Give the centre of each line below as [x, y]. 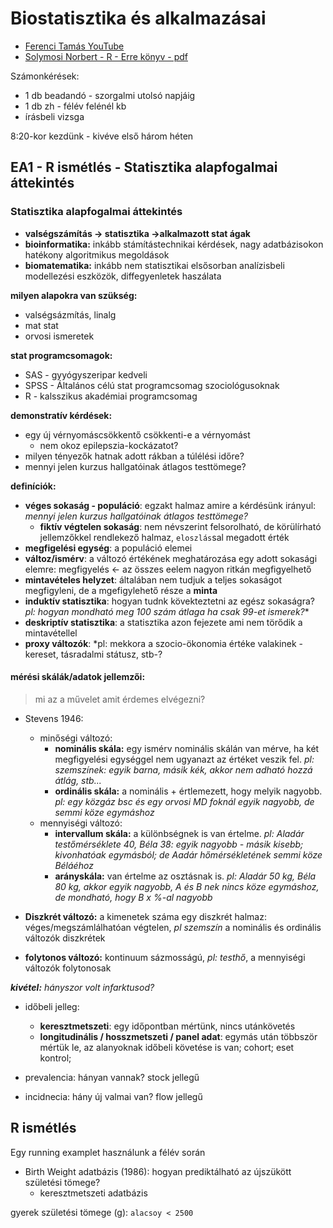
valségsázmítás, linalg [70, 314]
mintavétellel [51, 633]
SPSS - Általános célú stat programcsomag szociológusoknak [152, 385]
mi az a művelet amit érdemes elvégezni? [120, 699]
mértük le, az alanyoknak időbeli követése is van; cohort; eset [167, 1047]
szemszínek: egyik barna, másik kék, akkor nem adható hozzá [183, 769]
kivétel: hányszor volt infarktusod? [82, 987]
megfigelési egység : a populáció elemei [108, 548]
